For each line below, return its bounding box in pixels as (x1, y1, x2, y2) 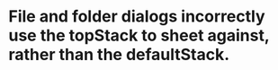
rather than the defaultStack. (8, 45, 230, 65)
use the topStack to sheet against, (8, 25, 270, 46)
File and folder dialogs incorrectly (8, 6, 266, 27)
